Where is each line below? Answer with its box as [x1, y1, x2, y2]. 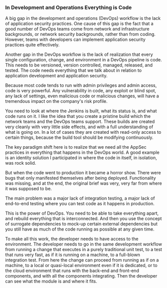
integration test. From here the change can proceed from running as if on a [5, 257, 159, 263]
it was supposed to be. [5, 186, 52, 192]
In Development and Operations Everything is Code [5, 4, 132, 11]
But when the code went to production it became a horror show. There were [5, 170, 161, 176]
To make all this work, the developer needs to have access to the [5, 236, 139, 242]
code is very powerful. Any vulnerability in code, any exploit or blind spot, [5, 88, 157, 94]
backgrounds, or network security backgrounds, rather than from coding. [5, 31, 156, 37]
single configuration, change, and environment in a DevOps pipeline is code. [5, 57, 162, 63]
